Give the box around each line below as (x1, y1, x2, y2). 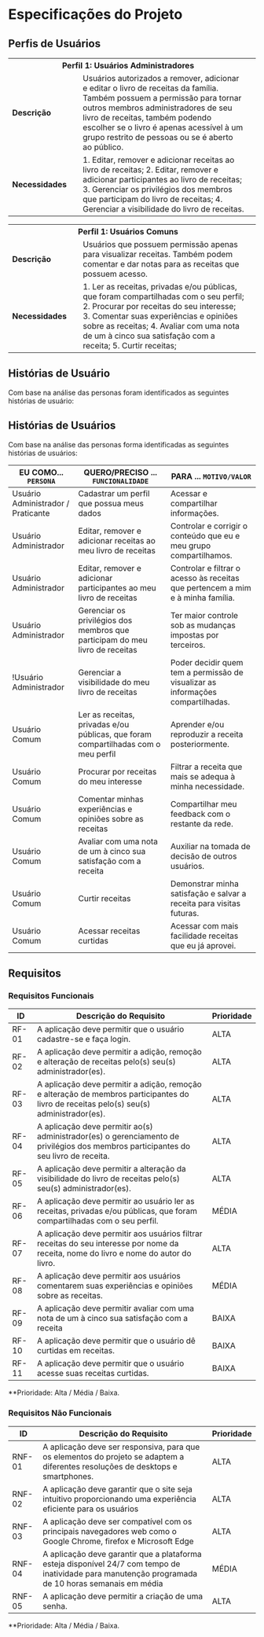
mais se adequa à (170, 771, 236, 782)
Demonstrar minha (170, 878, 240, 889)
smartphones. (42, 1470, 94, 1481)
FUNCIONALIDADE (92, 476, 149, 485)
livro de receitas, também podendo (82, 112, 212, 123)
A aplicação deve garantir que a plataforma (42, 1548, 202, 1559)
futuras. (170, 907, 200, 918)
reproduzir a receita (170, 729, 244, 740)
